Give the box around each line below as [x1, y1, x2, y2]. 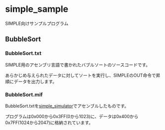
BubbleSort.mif [5, 91, 43, 98]
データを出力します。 [13, 78, 57, 85]
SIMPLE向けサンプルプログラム [5, 20, 68, 26]
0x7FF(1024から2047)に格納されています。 [5, 120, 93, 126]
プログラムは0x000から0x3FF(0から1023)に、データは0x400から [5, 113, 139, 119]
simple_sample [5, 3, 68, 15]
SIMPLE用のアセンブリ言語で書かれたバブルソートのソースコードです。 [5, 62, 150, 68]
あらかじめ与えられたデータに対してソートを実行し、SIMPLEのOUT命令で [5, 72, 156, 78]
